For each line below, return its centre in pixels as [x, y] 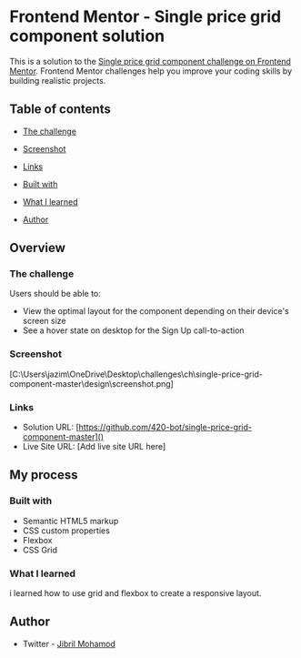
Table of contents [60, 110]
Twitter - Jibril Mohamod [69, 643]
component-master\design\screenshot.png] [92, 383]
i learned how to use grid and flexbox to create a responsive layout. [135, 593]
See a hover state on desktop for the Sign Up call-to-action [133, 330]
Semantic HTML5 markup [70, 521]
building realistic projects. [58, 80]
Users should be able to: [55, 294]
